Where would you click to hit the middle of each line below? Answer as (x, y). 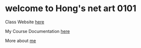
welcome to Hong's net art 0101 (71, 8)
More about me (21, 40)
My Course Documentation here (38, 31)
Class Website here (25, 22)
